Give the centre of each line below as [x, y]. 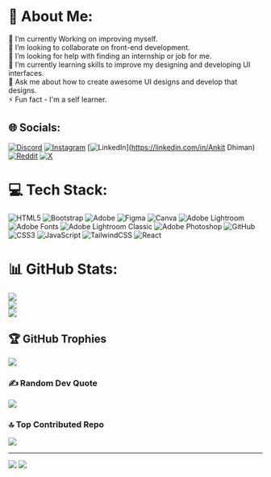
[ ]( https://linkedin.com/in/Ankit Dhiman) [171, 147]
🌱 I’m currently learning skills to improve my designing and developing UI [129, 65]
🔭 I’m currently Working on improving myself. [83, 39]
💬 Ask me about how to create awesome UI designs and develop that [123, 82]
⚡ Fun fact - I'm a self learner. [58, 99]
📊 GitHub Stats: [63, 269]
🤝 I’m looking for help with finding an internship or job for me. [110, 56]
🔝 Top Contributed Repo [56, 425]
